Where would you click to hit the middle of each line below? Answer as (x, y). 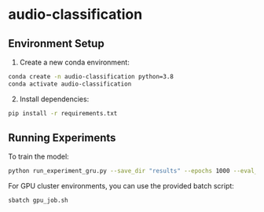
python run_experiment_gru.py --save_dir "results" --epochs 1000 (119, 171)
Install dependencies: (54, 99)
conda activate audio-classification (70, 84)
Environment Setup (56, 44)
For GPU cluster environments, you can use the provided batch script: (121, 186)
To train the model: (38, 157)
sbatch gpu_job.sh (38, 201)
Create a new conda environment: (74, 62)
